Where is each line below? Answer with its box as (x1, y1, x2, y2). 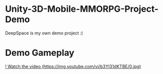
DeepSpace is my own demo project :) (5, 30, 83, 36)
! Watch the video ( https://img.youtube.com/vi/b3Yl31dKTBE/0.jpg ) (5, 63, 141, 69)
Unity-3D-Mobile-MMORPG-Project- (5, 3, 159, 15)
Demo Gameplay (5, 48, 75, 58)
